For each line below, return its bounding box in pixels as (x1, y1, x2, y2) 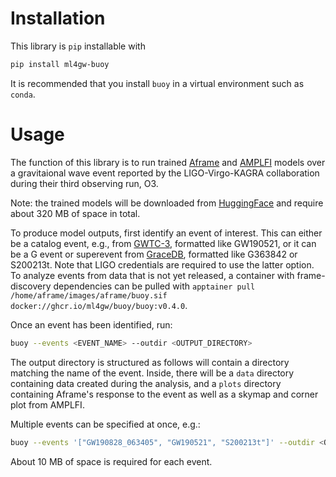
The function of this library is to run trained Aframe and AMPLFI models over (10, 156, 326, 168)
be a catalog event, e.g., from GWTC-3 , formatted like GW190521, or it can (10, 237, 317, 249)
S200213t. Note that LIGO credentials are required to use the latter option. (10, 258, 315, 271)
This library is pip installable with (10, 40, 146, 52)
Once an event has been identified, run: (10, 318, 173, 331)
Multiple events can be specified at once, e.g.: (10, 418, 201, 430)
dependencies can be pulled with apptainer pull (53, 280, 256, 292)
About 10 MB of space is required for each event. (10, 455, 213, 467)
